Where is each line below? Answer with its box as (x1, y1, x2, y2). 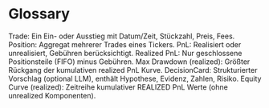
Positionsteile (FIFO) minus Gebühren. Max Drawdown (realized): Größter (8, 57, 251, 66)
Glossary (8, 5, 71, 23)
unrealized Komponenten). (8, 90, 96, 100)
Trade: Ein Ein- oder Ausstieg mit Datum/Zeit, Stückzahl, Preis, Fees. (8, 31, 235, 41)
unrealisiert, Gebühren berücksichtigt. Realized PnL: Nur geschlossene (8, 48, 243, 58)
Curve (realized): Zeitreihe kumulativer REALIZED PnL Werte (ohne (8, 82, 229, 92)
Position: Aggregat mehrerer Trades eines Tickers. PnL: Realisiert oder (8, 39, 242, 49)
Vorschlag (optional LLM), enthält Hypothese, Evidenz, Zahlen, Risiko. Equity (8, 74, 262, 83)
